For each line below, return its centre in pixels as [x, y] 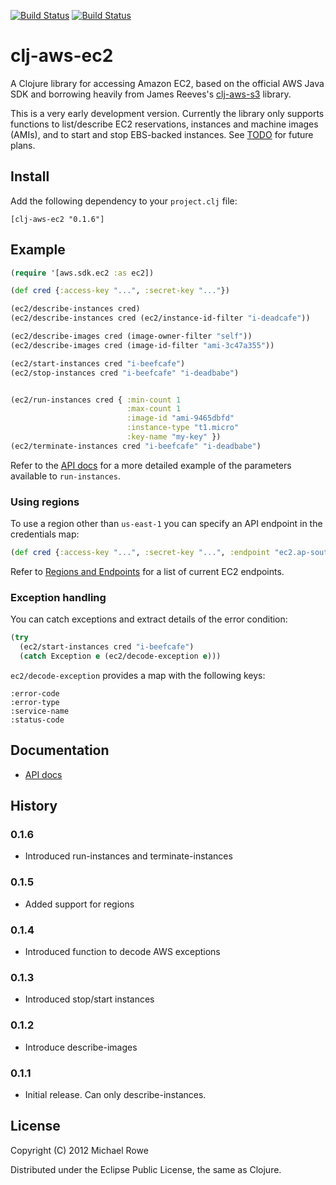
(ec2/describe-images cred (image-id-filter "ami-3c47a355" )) [142, 345]
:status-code [37, 720]
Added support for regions [79, 904]
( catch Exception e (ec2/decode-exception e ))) [120, 656]
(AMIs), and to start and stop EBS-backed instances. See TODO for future [162, 134]
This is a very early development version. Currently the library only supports [167, 113]
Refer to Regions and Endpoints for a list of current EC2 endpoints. [147, 571]
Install [30, 176]
